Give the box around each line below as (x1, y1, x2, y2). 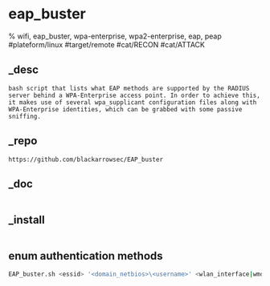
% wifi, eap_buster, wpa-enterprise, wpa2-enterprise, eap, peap (8, 31, 223, 41)
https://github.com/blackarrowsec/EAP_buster (8, 155, 163, 163)
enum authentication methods (8, 249, 163, 263)
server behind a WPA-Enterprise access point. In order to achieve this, (8, 91, 261, 99)
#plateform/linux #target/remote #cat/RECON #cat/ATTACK (8, 39, 206, 49)
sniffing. (8, 112, 42, 120)
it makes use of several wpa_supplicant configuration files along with (8, 98, 257, 107)
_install (8, 213, 46, 227)
